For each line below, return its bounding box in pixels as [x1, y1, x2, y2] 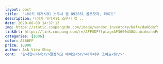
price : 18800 [5, 43, 32, 48]
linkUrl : [5, 29, 23, 34]
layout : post [5, 7, 32, 12]
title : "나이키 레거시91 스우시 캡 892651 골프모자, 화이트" [5, 12, 116, 16]
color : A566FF [5, 38, 34, 43]
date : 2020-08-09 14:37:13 [5, 20, 60, 26]
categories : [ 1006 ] [5, 34, 45, 39]
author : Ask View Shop [5, 47, 51, 52]
